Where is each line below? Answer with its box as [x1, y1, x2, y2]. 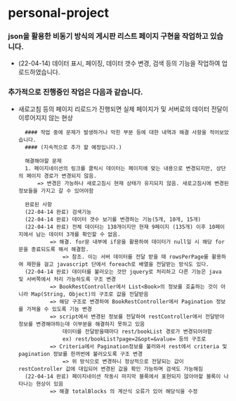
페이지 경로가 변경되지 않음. [26, 172, 97, 179]
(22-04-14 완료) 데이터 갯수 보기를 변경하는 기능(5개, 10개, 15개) [25, 216, 202, 223]
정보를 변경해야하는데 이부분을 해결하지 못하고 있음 [18, 320, 145, 328]
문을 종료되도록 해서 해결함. [18, 246, 89, 253]
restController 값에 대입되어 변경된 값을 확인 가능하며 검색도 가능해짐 [18, 365, 203, 372]
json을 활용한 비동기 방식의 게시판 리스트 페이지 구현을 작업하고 [8, 32, 209, 42]
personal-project [8, 5, 110, 21]
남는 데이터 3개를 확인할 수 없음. [35, 231, 122, 238]
